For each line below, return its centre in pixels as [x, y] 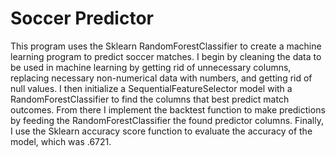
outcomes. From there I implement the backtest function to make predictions [168, 109]
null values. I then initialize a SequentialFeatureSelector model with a [151, 88]
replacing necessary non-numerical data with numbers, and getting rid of [161, 78]
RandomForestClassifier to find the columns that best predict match [150, 99]
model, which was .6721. [61, 141]
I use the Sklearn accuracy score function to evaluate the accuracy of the [161, 131]
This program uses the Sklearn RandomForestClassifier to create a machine [166, 46]
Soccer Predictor [82, 18]
